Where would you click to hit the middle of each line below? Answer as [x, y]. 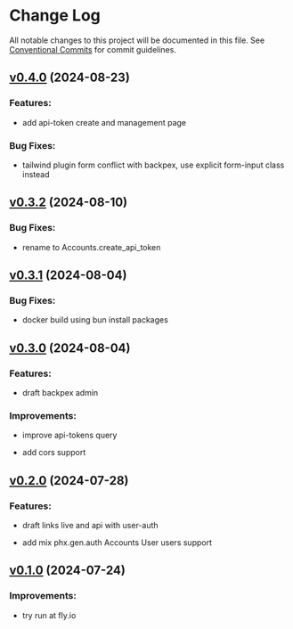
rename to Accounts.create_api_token [91, 247]
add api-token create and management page [104, 122]
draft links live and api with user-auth [90, 525]
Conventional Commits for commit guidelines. [93, 49]
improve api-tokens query [69, 435]
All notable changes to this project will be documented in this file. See [137, 40]
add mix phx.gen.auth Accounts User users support [117, 542]
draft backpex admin [60, 392]
